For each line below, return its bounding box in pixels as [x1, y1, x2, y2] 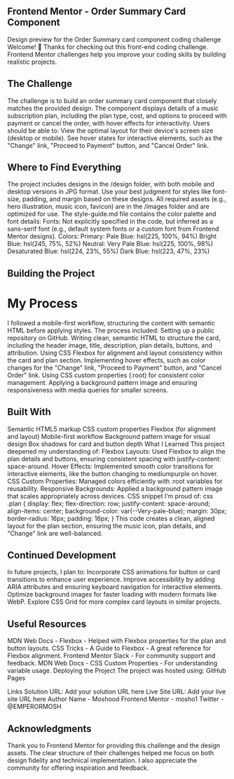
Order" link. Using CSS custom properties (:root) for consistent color [7, 371, 205, 379]
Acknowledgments [7, 722, 92, 735]
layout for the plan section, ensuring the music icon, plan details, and [7, 522, 207, 530]
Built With [7, 406, 51, 418]
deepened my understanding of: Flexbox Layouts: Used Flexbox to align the [7, 447, 226, 455]
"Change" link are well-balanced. [7, 529, 103, 537]
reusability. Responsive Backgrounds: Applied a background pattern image [7, 484, 223, 493]
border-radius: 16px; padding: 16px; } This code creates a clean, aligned [7, 514, 215, 522]
